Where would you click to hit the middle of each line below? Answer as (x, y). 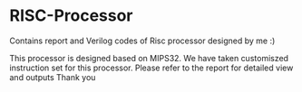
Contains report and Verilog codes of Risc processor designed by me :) (142, 41)
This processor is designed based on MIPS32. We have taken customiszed (149, 58)
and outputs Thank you (53, 77)
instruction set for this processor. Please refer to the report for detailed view (151, 68)
